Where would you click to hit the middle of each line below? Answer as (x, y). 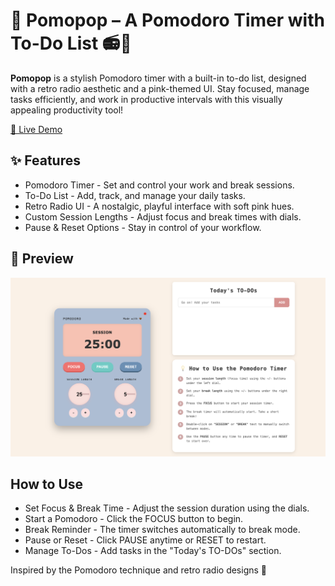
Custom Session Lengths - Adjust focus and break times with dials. (163, 216)
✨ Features (45, 160)
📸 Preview (42, 259)
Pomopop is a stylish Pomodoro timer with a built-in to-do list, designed (158, 78)
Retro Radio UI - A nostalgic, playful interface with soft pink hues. (159, 206)
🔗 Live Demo (36, 129)
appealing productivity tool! (67, 110)
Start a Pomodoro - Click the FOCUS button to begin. (134, 519)
